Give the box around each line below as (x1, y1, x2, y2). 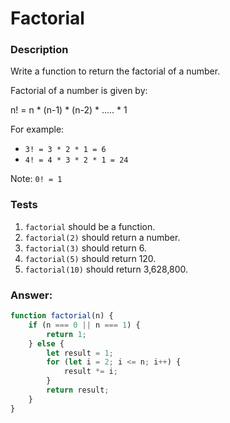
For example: (10, 123, 65, 136)
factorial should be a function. (24, 220, 156, 232)
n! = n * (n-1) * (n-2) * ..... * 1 (10, 104, 128, 116)
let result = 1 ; (46, 348, 114, 358)
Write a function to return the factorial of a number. (10, 65, 221, 77)
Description (10, 43, 69, 57)
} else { (28, 338, 65, 349)
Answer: (10, 288, 53, 302)
